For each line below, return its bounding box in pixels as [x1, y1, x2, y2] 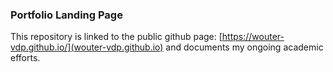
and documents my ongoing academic [165, 41, 324, 53]
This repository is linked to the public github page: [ [10, 31, 223, 43]
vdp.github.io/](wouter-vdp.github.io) [10, 41, 164, 53]
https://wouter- [221, 31, 285, 43]
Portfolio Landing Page [10, 8, 123, 22]
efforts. [10, 52, 41, 64]
